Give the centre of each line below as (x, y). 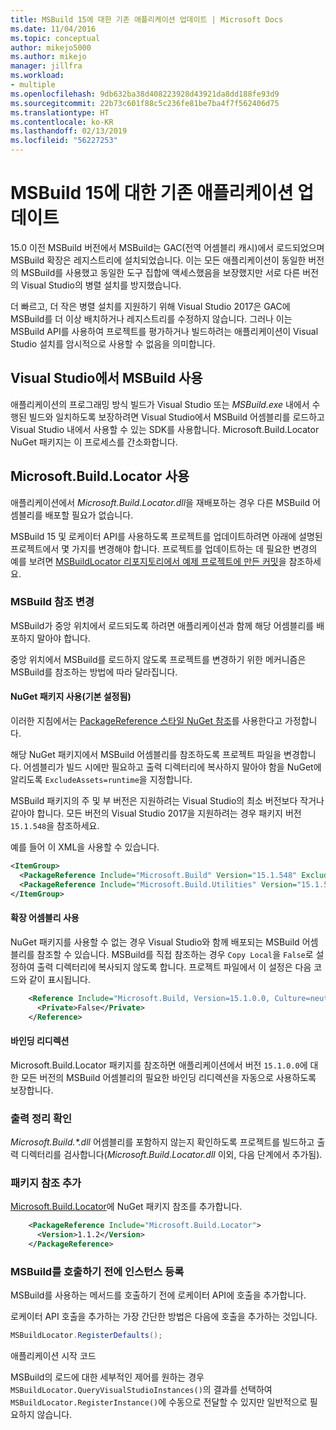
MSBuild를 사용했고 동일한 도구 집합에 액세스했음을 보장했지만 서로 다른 (160, 272)
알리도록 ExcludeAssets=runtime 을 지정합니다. (101, 780)
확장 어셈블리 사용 (45, 918)
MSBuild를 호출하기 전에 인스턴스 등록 (97, 1271)
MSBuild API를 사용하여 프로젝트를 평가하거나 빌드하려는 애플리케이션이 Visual (164, 331)
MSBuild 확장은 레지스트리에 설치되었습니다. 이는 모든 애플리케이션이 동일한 (158, 260)
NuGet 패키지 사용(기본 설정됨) (71, 697)
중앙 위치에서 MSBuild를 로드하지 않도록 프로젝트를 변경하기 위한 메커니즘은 (158, 659)
